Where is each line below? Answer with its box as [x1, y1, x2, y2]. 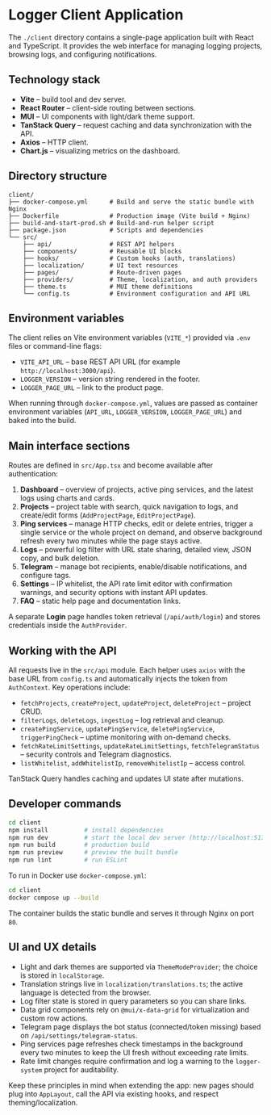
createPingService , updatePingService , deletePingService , [19, 724, 215, 733]
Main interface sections [8, 438, 131, 453]
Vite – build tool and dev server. [19, 94, 127, 104]
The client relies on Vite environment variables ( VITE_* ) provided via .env [8, 333, 252, 342]
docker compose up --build [8, 894, 99, 902]
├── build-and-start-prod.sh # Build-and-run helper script [8, 219, 215, 227]
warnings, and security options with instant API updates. [19, 588, 208, 597]
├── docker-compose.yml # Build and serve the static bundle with [8, 198, 254, 206]
